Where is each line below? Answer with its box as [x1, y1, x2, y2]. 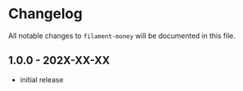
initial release [19, 74, 64, 84]
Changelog [8, 5, 83, 23]
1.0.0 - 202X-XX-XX [8, 54, 110, 67]
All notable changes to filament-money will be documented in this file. [8, 31, 236, 40]
